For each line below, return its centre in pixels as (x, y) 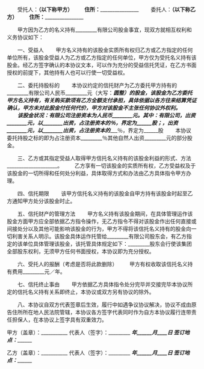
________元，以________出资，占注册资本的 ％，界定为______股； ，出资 (92, 123)
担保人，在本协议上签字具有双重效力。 (59, 320)
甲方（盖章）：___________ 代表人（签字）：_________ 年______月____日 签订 (96, 332)
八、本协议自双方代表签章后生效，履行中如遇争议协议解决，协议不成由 (104, 305)
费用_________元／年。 (39, 272)
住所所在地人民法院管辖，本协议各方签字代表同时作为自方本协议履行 (96, 312)
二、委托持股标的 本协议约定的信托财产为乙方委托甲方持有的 (97, 85)
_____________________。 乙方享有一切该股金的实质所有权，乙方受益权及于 (101, 166)
